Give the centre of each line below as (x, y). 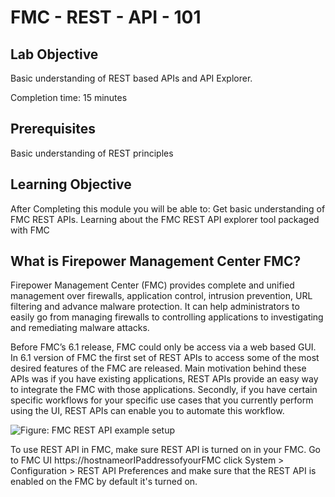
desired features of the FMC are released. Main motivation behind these (158, 368)
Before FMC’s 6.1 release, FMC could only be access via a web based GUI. (163, 347)
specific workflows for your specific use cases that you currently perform (162, 400)
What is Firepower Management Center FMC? (156, 261)
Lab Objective (54, 54)
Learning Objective (71, 184)
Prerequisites (53, 129)
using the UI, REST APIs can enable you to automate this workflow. (147, 411)
